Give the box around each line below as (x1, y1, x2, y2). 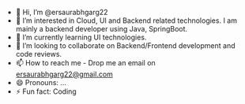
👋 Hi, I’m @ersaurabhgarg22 (15, 8, 108, 17)
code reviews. (15, 50, 62, 58)
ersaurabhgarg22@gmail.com (15, 69, 113, 79)
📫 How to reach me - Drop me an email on (15, 58, 156, 67)
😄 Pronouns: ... (15, 78, 67, 87)
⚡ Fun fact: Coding (15, 87, 77, 96)
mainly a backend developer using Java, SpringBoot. (15, 24, 188, 33)
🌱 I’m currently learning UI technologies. (15, 32, 147, 42)
